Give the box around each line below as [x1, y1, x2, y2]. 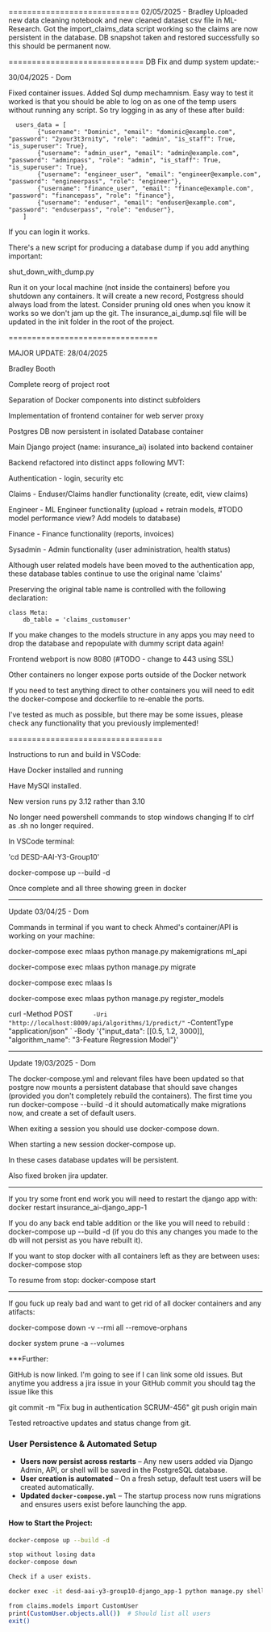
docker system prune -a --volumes [8, 1339, 125, 1348]
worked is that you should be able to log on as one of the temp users [8, 97, 237, 106]
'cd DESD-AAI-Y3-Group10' [8, 852, 100, 861]
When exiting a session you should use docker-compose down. [8, 1124, 219, 1134]
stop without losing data [8, 1550, 95, 1558]
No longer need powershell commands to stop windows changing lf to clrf [8, 812, 255, 822]
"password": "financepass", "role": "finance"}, [8, 191, 175, 200]
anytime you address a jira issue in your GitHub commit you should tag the [8, 1378, 256, 1388]
